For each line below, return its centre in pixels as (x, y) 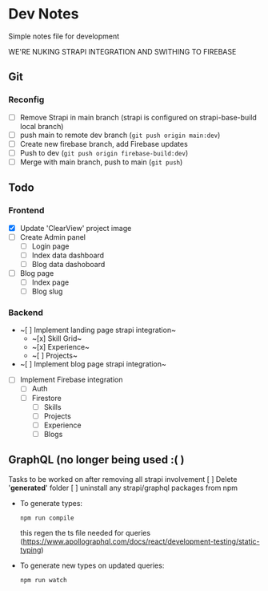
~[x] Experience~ (61, 347)
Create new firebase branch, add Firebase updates (104, 144)
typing (30, 549)
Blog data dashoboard (68, 264)
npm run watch (43, 580)
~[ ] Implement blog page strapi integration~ (93, 364)
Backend (26, 313)
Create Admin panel (53, 237)
